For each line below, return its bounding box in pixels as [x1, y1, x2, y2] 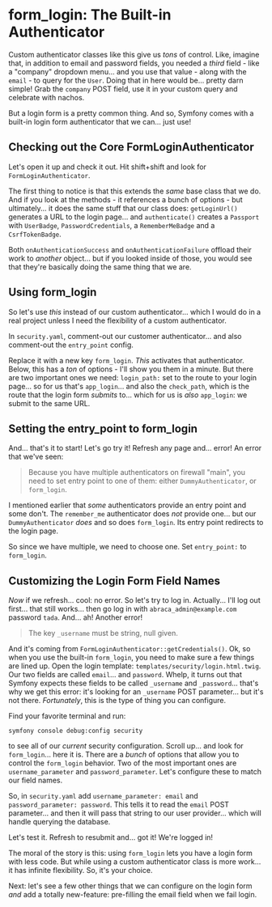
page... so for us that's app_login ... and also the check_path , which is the [8, 381, 249, 391]
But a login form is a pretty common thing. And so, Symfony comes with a [8, 108, 254, 118]
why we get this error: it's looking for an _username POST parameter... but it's [8, 687, 264, 697]
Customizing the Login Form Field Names [8, 574, 221, 587]
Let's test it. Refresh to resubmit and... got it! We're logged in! [8, 833, 213, 842]
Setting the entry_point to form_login [8, 422, 198, 435]
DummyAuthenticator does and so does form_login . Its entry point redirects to [8, 518, 264, 528]
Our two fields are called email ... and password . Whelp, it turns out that [8, 670, 243, 680]
